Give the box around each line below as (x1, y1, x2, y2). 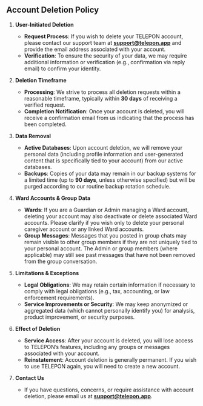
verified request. (24, 101, 65, 108)
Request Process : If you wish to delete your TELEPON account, (24, 33, 184, 40)
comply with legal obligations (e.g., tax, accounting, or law (24, 287, 170, 295)
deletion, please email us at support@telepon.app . (24, 392, 153, 399)
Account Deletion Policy (6, 5, 99, 15)
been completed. (24, 121, 67, 128)
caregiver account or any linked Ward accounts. (24, 225, 144, 233)
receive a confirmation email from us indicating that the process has (24, 114, 195, 121)
